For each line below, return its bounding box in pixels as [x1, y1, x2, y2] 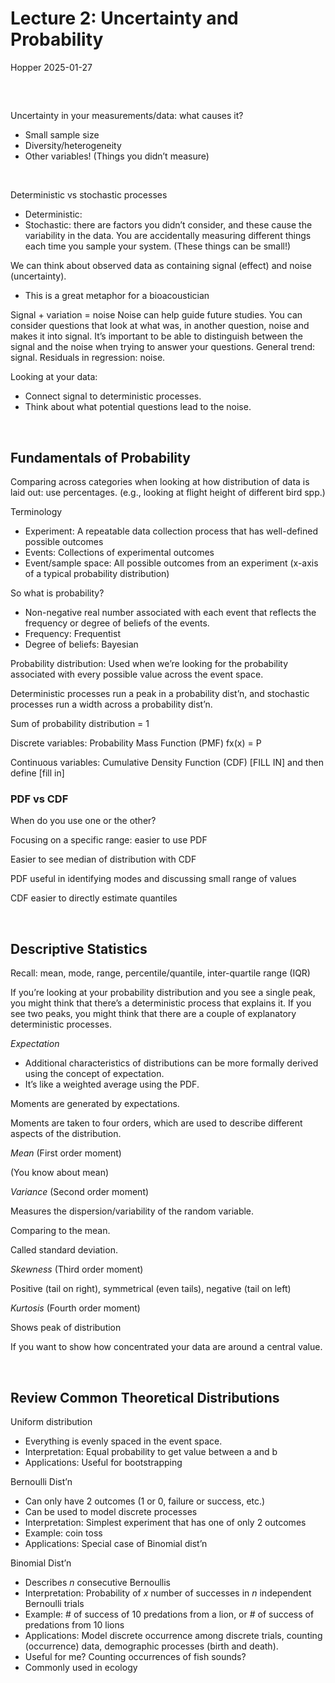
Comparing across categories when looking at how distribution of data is [10, 476, 310, 488]
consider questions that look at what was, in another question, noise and [10, 320, 310, 332]
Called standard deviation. [10, 1244, 118, 1256]
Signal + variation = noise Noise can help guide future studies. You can [10, 309, 303, 321]
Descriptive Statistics [10, 940, 148, 957]
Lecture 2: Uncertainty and [10, 7, 239, 30]
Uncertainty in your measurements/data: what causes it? [10, 110, 244, 122]
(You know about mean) [10, 1167, 110, 1179]
